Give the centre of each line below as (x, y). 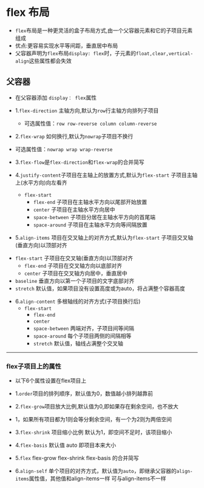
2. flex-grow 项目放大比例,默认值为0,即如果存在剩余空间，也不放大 (97, 407)
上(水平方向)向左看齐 (41, 182)
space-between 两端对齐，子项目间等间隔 (84, 328)
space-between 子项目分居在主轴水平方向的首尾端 (94, 217)
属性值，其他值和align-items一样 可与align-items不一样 (97, 479)
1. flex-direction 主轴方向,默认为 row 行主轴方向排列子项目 (87, 110)
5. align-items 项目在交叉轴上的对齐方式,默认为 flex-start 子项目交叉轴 (104, 237)
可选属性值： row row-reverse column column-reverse (90, 123)
